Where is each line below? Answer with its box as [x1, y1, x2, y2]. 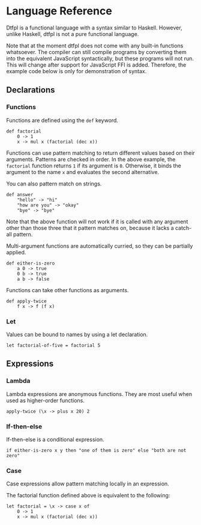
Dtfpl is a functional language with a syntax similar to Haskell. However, [6, 24, 182, 31]
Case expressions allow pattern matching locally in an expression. [6, 480, 169, 487]
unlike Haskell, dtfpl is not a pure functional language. [6, 30, 139, 37]
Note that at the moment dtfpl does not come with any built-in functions [6, 42, 184, 49]
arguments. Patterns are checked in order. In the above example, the [6, 155, 176, 163]
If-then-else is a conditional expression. [6, 436, 104, 443]
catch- [175, 224, 192, 232]
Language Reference [6, 4, 112, 18]
